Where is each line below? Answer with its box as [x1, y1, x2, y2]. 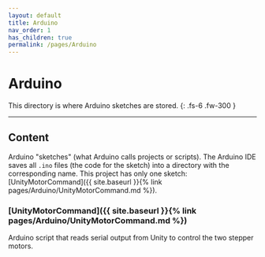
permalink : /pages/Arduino [8, 41, 97, 49]
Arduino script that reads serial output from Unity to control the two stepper [8, 233, 254, 243]
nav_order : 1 [8, 26, 51, 34]
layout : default [8, 11, 62, 20]
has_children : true [8, 33, 73, 42]
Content [8, 131, 50, 144]
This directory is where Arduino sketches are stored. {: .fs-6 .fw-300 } [8, 101, 237, 110]
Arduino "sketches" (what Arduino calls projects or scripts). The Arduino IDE [8, 151, 256, 162]
